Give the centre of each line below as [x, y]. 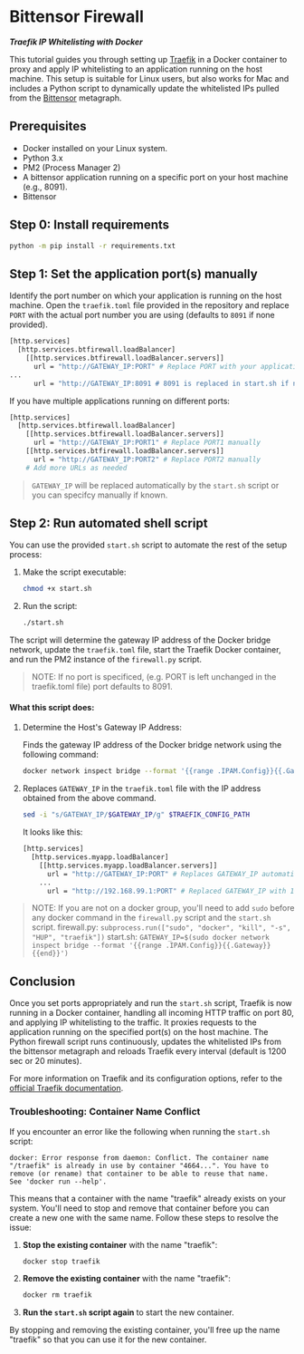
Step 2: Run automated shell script [109, 523]
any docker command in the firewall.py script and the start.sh [151, 918]
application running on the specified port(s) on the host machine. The [139, 1032]
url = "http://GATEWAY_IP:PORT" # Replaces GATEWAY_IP [152, 874]
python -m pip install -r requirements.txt [93, 246]
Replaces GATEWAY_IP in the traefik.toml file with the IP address [142, 788]
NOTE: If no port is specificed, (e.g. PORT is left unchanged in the [154, 677]
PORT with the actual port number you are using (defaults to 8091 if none [142, 315]
